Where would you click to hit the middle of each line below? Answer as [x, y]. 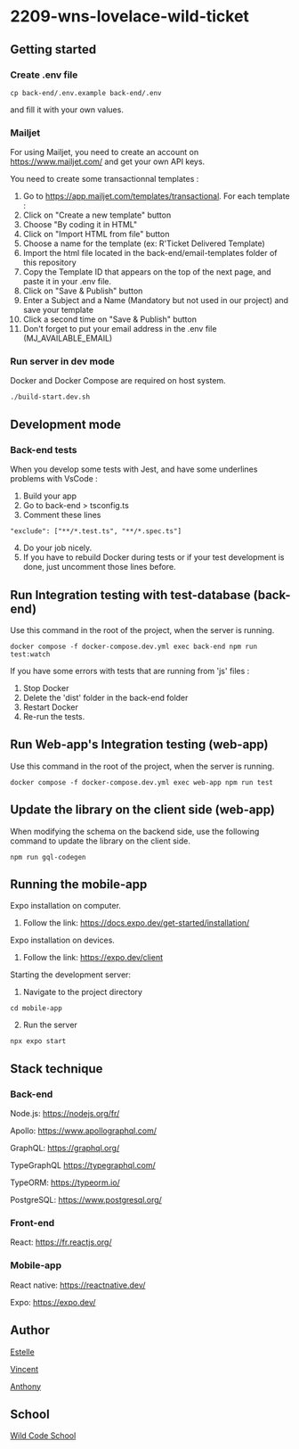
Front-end [32, 1223]
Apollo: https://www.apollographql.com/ [83, 1131]
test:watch [30, 654]
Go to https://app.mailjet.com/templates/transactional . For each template [156, 196]
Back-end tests [44, 449]
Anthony [26, 1386]
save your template [58, 310]
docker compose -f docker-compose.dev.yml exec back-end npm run [133, 646]
